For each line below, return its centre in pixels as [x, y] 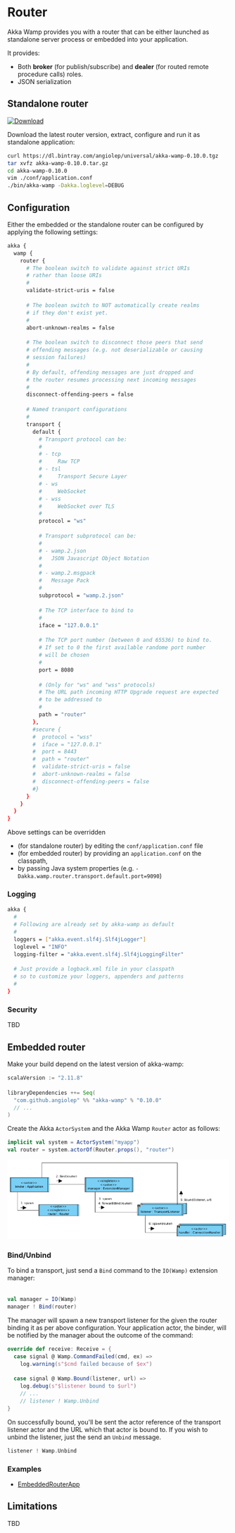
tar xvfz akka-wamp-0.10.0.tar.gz [58, 163]
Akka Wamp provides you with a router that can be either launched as [108, 32]
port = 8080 [56, 670]
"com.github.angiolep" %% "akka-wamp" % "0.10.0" [88, 1100]
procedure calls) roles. [50, 74]
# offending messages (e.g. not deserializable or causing [114, 350]
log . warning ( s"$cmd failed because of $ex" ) [86, 1364]
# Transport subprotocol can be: [88, 536]
